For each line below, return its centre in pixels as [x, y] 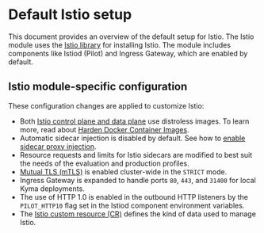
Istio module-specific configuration [98, 87]
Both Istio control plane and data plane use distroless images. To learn [134, 121]
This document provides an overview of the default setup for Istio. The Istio [131, 36]
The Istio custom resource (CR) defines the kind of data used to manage [138, 214]
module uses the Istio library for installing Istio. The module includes [120, 44]
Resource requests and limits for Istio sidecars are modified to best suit [136, 155]
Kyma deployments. [52, 189]
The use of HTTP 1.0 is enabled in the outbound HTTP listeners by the [134, 197]
